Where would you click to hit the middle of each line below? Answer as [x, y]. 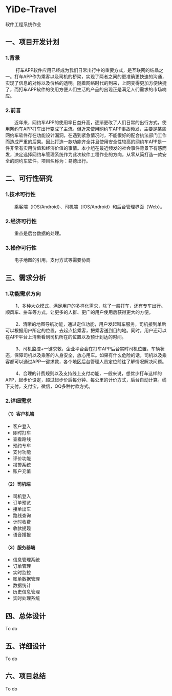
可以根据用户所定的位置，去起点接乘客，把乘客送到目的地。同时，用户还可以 [86, 330]
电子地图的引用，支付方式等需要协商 [52, 260]
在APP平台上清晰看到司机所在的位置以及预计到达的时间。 [66, 336]
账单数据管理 [26, 579]
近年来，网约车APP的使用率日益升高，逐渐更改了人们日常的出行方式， [88, 122]
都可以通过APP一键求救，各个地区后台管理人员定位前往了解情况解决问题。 [88, 361]
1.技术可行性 [20, 194]
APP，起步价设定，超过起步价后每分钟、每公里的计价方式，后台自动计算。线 [86, 380]
